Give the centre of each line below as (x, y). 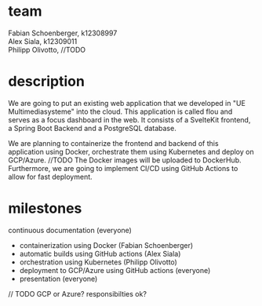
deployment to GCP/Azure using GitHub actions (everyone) (115, 270)
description (46, 82)
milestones (45, 208)
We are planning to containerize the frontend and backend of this (113, 143)
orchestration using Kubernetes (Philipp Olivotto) (98, 262)
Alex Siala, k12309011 (43, 41)
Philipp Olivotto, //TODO (47, 49)
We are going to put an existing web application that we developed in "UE (127, 103)
